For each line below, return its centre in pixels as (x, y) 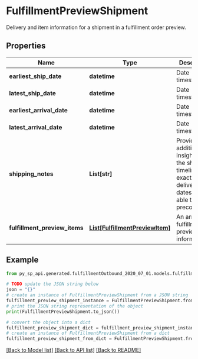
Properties (26, 46)
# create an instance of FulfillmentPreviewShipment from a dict (88, 333)
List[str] (101, 174)
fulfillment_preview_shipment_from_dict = (59, 339)
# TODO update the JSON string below (52, 284)
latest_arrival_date (36, 127)
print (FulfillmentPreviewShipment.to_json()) (63, 312)
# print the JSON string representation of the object (75, 306)
